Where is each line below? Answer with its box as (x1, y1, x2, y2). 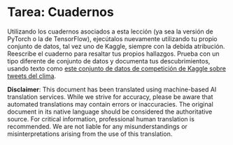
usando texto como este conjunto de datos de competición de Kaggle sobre (7, 64, 226, 72)
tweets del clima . (7, 71, 57, 80)
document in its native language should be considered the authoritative (7, 107, 213, 116)
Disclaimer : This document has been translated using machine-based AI (7, 85, 217, 93)
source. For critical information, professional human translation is (7, 114, 195, 123)
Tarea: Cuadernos (7, 4, 114, 20)
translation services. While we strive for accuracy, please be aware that (7, 92, 213, 101)
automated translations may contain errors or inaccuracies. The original (7, 100, 213, 108)
